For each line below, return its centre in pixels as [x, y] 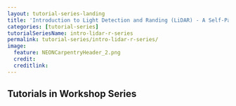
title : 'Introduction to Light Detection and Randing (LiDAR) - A [106, 20]
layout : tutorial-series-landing [56, 14]
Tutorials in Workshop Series [72, 94]
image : [17, 46]
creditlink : [31, 66]
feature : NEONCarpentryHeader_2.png [67, 53]
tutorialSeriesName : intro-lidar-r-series [70, 33]
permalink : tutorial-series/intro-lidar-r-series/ [83, 40]
